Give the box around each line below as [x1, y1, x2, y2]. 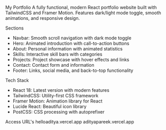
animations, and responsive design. [5, 15, 80, 21]
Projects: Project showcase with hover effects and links [12, 57, 129, 63]
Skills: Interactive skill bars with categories [12, 51, 103, 57]
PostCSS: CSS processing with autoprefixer [12, 109, 105, 115]
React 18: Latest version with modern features [12, 87, 110, 93]
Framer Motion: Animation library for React [12, 98, 103, 104]
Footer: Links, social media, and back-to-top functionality [12, 67, 134, 73]
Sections [5, 25, 24, 31]
